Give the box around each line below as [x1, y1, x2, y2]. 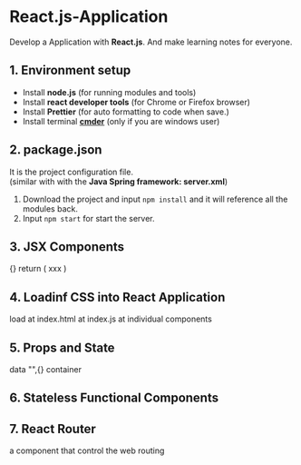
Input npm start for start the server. [22, 213, 156, 223]
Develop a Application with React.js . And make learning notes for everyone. [9, 36, 293, 47]
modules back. [22, 203, 79, 214]
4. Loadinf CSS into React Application [9, 289, 226, 305]
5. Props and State [9, 340, 115, 355]
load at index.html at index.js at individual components [9, 313, 213, 324]
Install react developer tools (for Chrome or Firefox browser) [22, 96, 251, 107]
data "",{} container [9, 364, 82, 374]
